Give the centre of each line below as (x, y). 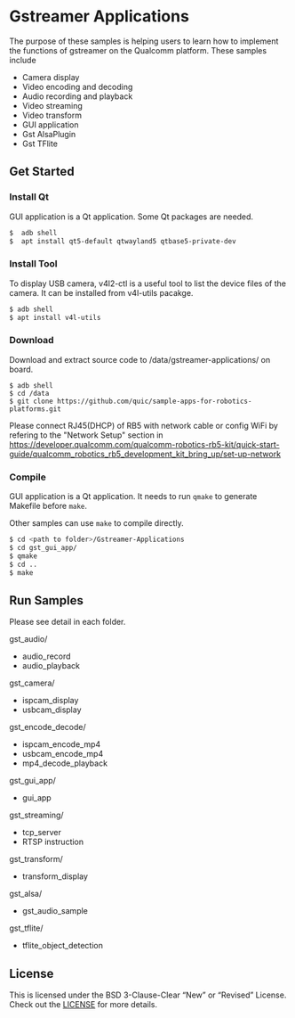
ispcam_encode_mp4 (61, 744)
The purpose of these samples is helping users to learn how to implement (144, 41)
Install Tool (33, 264)
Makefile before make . (48, 506)
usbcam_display (52, 710)
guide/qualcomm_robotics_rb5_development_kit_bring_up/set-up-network (145, 454)
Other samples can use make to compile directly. (96, 523)
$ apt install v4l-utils (55, 317)
